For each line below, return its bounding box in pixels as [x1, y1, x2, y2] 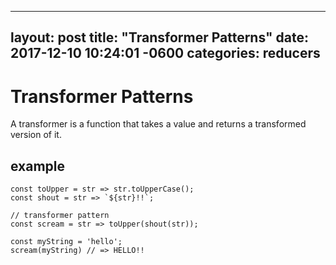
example [10, 157, 66, 175]
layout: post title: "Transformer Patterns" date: [10, 29, 310, 46]
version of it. [10, 129, 62, 141]
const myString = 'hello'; [10, 237, 123, 247]
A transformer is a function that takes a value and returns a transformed [10, 118, 307, 130]
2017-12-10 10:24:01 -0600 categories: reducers [10, 45, 321, 62]
